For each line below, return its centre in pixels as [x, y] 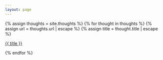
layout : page [18, 10]
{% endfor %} [19, 53]
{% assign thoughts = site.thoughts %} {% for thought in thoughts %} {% [79, 23]
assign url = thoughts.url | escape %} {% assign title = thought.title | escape [81, 29]
